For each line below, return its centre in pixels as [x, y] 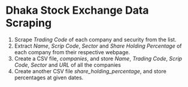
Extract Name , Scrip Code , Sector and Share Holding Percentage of [98, 46]
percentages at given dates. [49, 77]
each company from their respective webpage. [72, 52]
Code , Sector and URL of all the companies [67, 65]
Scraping [29, 23]
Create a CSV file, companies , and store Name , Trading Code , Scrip [98, 58]
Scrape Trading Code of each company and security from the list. [95, 39]
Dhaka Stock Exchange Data [77, 10]
